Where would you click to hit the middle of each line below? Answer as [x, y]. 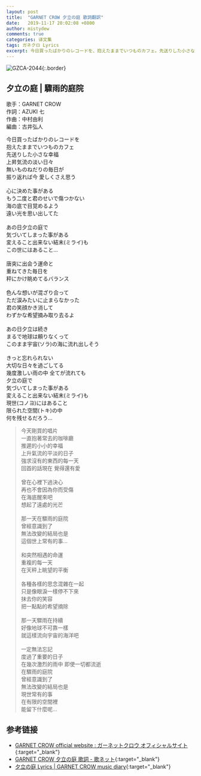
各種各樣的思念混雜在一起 [52, 584]
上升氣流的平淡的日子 [47, 453]
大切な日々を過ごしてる [35, 365]
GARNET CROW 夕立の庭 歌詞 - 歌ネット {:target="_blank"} [87, 759]
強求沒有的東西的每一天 [50, 461]
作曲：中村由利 [25, 119]
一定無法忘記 [36, 649]
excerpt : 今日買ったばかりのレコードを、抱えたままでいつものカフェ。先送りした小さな [101, 51]
